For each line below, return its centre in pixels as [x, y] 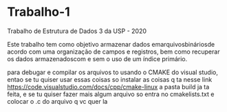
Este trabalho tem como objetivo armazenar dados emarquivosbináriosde [111, 44]
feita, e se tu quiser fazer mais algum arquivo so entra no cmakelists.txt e [111, 94]
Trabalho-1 [39, 12]
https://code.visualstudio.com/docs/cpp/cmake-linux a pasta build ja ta [108, 87]
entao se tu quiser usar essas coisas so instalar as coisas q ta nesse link [110, 79]
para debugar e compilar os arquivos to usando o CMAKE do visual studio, [112, 72]
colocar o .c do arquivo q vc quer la [57, 101]
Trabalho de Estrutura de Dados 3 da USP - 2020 [77, 31]
